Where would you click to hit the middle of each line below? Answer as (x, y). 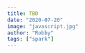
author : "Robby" (30, 33)
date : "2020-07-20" (35, 20)
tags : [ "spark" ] (30, 39)
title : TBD (23, 13)
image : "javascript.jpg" (43, 26)
